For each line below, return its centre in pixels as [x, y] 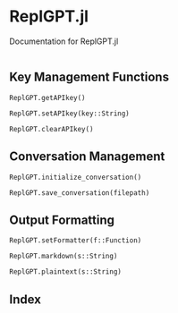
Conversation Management [87, 157]
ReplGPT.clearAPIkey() [51, 129]
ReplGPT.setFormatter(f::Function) [76, 241]
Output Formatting [62, 220]
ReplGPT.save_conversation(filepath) [80, 193]
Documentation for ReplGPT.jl [64, 41]
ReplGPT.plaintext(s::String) [66, 272]
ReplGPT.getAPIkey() [48, 97]
